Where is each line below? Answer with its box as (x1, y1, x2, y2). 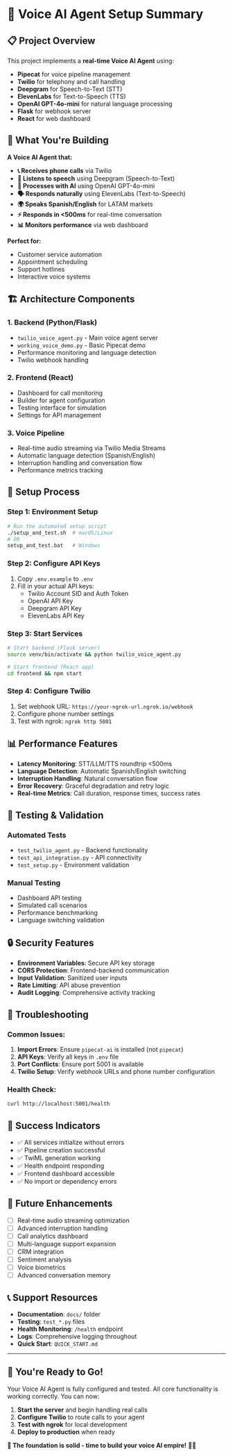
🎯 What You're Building (7, 135, 109, 147)
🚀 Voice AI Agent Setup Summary (7, 6, 203, 22)
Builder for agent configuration (17, 396, 105, 404)
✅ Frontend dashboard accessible (17, 1169, 115, 1177)
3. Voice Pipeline (7, 428, 64, 438)
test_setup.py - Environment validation (17, 861, 130, 869)
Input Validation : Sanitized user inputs (17, 974, 128, 982)
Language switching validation (17, 916, 105, 925)
